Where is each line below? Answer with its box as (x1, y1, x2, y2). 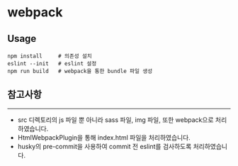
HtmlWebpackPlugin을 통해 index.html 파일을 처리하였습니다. (17, 133, 191, 142)
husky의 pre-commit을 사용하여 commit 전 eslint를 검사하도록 (17, 142, 192, 150)
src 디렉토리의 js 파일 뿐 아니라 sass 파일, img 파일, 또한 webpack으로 (17, 115, 214, 124)
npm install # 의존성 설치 (7, 52, 92, 60)
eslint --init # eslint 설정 (7, 60, 97, 67)
